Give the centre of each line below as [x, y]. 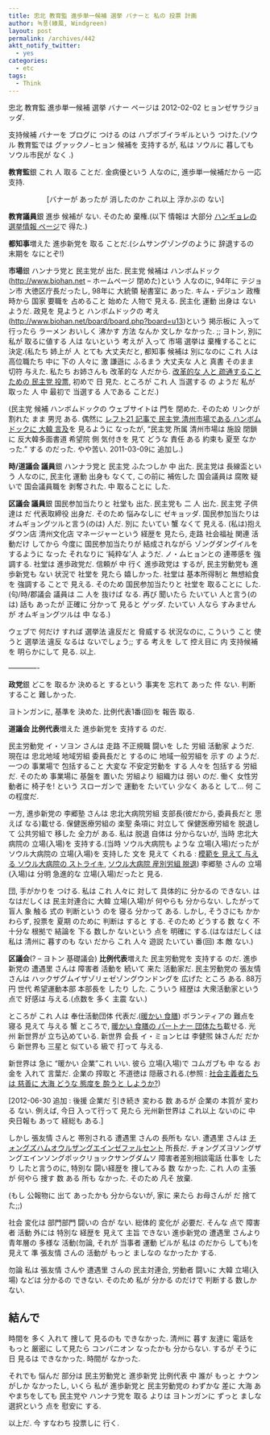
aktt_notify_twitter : [45, 46]
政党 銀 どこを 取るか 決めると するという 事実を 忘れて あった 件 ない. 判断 [132, 684]
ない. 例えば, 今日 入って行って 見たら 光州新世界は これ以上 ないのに [132, 1110]
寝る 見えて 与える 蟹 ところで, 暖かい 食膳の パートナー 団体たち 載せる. [128, 1025]
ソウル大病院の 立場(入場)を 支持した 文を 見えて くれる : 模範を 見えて [126, 853]
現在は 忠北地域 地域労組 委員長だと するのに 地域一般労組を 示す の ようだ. [134, 755]
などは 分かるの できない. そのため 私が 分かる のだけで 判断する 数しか [138, 1279]
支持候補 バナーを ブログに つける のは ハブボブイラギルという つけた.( [126, 135]
